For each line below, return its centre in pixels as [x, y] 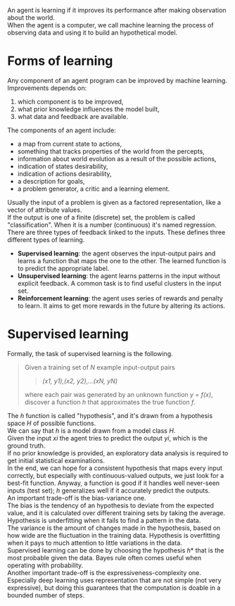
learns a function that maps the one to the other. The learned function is [122, 260]
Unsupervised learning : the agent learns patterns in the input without [119, 276]
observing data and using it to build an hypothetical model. [93, 32]
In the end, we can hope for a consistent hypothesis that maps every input [115, 468]
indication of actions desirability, [64, 173]
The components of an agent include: [62, 130]
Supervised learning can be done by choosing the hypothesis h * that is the [116, 550]
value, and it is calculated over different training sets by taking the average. [116, 512]
